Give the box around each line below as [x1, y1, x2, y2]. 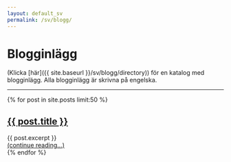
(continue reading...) [7, 141, 65, 150]
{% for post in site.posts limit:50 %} [7, 95, 108, 104]
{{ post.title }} [7, 115, 69, 127]
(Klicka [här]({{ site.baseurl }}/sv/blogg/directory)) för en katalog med [7, 69, 205, 77]
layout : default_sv [7, 10, 63, 17]
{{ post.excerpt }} [7, 134, 57, 142]
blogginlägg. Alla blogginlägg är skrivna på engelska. [7, 76, 157, 84]
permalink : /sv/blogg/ [7, 16, 72, 23]
